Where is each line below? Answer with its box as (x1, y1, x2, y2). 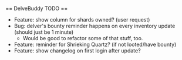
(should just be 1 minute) (14, 29, 74, 36)
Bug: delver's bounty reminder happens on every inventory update (14, 23, 176, 29)
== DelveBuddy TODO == (5, 5, 68, 12)
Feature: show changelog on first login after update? (14, 47, 141, 54)
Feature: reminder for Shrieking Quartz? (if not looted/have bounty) (14, 41, 177, 48)
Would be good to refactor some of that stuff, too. (22, 35, 143, 41)
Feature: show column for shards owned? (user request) (14, 16, 150, 23)
